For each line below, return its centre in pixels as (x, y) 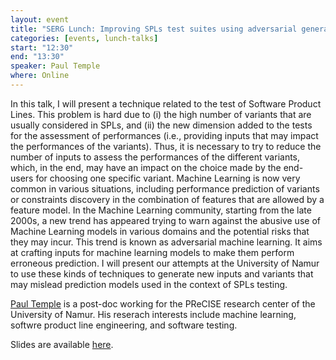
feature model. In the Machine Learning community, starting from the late (161, 210)
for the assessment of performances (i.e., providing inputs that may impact (164, 135)
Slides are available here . (62, 344)
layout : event (40, 19)
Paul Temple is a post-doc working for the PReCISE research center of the (163, 303)
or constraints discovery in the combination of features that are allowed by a (167, 199)
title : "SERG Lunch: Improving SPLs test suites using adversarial (154, 29)
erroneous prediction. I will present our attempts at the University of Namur (165, 263)
